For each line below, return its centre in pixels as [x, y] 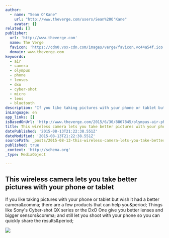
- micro [18, 94]
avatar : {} [26, 24]
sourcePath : [18, 141]
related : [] [18, 29]
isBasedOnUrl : [20, 122]
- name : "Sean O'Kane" [33, 15]
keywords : [16, 56]
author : [13, 10]
